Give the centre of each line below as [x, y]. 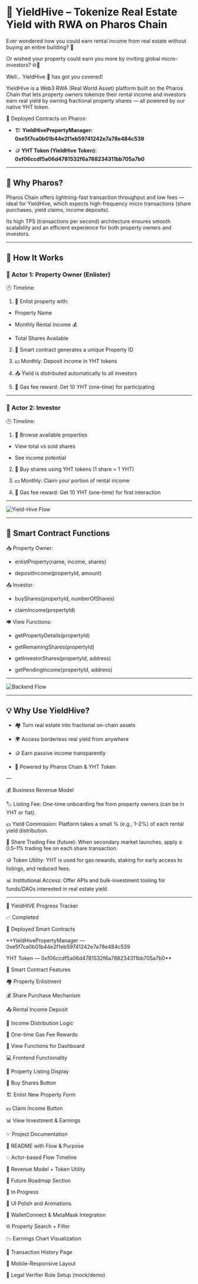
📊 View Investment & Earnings [43, 1121]
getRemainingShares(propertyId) [55, 647]
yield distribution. [27, 831]
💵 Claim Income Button [34, 1108]
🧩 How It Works [35, 258]
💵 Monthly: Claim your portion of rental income [72, 480]
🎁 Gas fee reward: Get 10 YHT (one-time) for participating [85, 387]
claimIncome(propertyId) [45, 610]
